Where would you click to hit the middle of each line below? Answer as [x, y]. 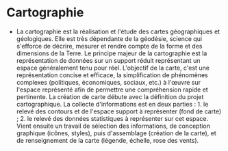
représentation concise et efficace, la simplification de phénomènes [112, 75]
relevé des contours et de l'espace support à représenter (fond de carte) [119, 111]
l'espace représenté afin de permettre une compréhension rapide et [112, 90]
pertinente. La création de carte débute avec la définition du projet [110, 96]
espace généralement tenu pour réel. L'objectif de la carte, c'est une [113, 68]
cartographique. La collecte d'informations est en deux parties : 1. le [112, 104]
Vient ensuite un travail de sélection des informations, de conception [113, 126]
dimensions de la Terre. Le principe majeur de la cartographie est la [112, 53]
